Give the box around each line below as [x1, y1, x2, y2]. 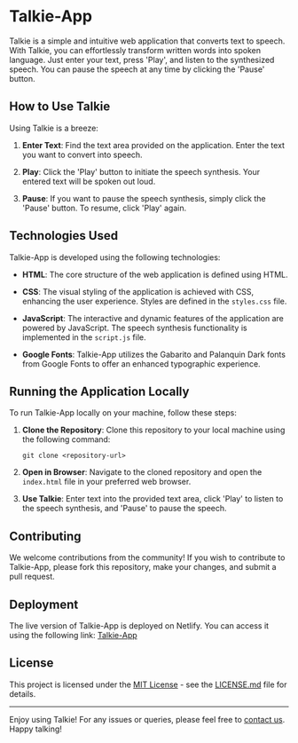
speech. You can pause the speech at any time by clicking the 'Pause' [9, 64, 265, 75]
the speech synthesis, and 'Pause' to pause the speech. [21, 503, 228, 514]
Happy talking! [9, 723, 62, 734]
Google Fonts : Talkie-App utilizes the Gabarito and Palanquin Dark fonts [21, 349, 286, 360]
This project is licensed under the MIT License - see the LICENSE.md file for [9, 679, 287, 690]
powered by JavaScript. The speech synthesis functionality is [21, 322, 247, 333]
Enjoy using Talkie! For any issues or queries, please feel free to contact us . [9, 714, 286, 724]
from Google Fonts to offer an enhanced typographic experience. [21, 358, 261, 369]
